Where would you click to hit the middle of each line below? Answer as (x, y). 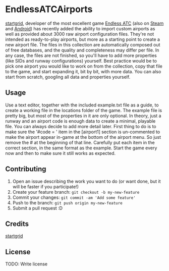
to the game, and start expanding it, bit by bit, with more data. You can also (83, 71)
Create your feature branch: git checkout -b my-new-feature (76, 192)
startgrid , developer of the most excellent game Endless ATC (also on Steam (84, 23)
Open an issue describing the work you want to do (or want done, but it (87, 181)
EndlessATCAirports (49, 9)
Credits (17, 224)
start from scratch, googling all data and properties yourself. (68, 77)
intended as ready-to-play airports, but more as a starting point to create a (83, 39)
